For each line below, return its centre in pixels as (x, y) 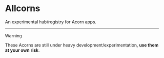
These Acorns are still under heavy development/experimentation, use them (82, 45)
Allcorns (23, 8)
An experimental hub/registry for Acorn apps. (51, 22)
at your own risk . (22, 50)
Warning (13, 36)
